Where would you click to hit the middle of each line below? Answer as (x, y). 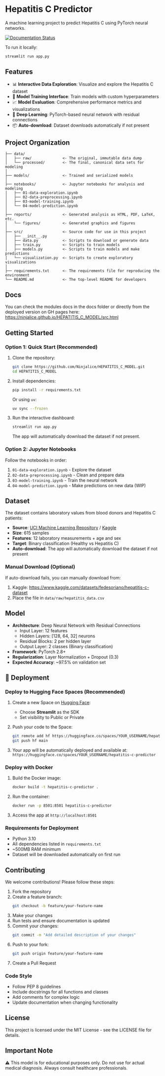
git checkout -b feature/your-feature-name (58, 906)
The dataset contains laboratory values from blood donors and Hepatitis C (81, 513)
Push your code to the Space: (42, 727)
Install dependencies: (34, 381)
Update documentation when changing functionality (65, 1002)
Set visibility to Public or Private (52, 717)
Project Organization (37, 143)
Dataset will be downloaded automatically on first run (66, 855)
